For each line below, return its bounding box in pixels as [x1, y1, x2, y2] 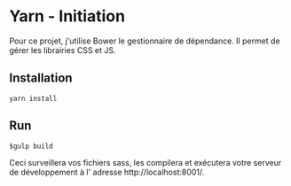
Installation [9, 71, 73, 86]
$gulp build [9, 142, 53, 151]
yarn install [9, 94, 58, 103]
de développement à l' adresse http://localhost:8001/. [9, 167, 205, 177]
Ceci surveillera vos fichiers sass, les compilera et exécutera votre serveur [9, 157, 282, 167]
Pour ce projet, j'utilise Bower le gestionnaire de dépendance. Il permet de [9, 35, 281, 46]
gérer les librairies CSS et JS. [9, 44, 117, 55]
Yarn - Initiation [9, 6, 126, 27]
